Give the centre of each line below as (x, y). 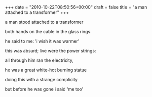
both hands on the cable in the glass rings (48, 31)
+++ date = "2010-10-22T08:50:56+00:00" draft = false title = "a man (76, 7)
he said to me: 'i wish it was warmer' (42, 41)
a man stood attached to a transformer (44, 22)
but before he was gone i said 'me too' (44, 89)
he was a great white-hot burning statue (46, 70)
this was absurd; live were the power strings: (51, 51)
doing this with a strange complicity (41, 79)
